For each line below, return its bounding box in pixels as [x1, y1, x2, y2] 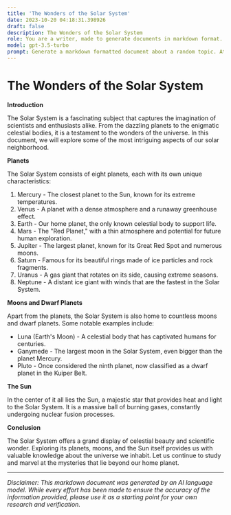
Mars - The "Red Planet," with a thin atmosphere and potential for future [16, 227, 221, 235]
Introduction [7, 100, 43, 108]
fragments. [16, 263, 49, 271]
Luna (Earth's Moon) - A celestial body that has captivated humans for [16, 332, 217, 341]
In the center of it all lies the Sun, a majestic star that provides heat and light [7, 396, 222, 404]
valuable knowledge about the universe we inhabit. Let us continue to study [7, 451, 221, 459]
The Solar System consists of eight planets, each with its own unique [7, 170, 203, 178]
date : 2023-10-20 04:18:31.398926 [7, 16, 107, 23]
